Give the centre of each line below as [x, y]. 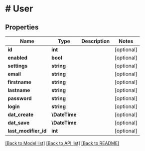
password [20, 98]
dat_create [21, 114]
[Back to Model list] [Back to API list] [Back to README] [62, 143]
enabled [17, 58]
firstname [19, 82]
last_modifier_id [27, 131]
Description [96, 41]
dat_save [19, 123]
